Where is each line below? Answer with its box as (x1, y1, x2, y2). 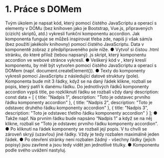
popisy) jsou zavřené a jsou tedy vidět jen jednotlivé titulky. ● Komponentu (5, 142, 160, 148)
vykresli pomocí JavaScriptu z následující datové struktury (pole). (5, 73, 140, 79)
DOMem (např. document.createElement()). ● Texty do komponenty (5, 67, 146, 73)
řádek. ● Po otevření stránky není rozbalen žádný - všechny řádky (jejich (5, 136, 156, 143)
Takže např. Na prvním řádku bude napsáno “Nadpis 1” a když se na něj (5, 115, 153, 121)
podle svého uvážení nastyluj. (5, 147, 66, 153)
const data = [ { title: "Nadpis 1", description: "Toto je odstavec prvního (5, 94, 151, 100)
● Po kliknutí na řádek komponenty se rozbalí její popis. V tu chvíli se (5, 126, 147, 132)
